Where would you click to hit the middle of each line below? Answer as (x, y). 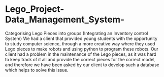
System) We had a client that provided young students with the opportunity (81, 38)
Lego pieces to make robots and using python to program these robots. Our (82, 49)
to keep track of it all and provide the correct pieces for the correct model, (81, 59)
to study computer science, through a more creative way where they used (80, 43)
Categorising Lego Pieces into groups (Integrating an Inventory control (77, 33)
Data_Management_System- (65, 19)
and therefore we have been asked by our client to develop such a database (82, 65)
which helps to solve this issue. (37, 70)
